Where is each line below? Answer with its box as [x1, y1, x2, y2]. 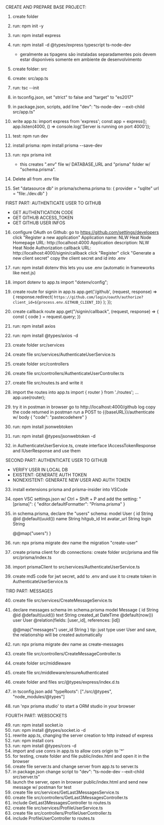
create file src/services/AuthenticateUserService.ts [12, 352, 116, 357]
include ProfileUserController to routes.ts [12, 815, 95, 821]
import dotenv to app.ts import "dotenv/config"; [12, 279, 109, 285]
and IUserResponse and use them [12, 448, 81, 453]
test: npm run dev [12, 133, 48, 138]
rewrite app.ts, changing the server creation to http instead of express [12, 732, 153, 738]
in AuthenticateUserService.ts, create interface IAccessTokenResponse [12, 443, 156, 448]
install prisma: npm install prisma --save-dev [12, 142, 103, 148]
